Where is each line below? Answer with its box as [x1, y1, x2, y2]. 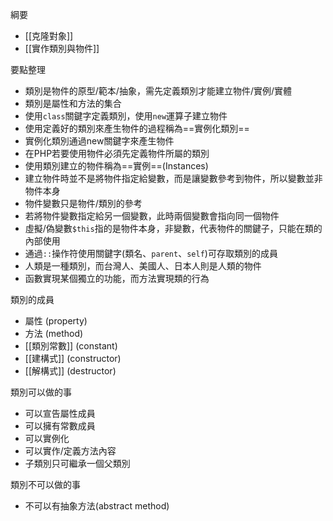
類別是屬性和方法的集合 [24, 98, 122, 109]
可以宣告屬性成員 [24, 408, 96, 419]
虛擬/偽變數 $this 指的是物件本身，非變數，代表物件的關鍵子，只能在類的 [24, 223, 323, 234]
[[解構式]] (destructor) [24, 365, 117, 377]
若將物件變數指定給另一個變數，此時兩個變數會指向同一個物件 [24, 210, 280, 222]
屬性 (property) [24, 315, 88, 327]
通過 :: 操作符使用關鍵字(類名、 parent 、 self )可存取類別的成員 [24, 248, 278, 259]
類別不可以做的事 [10, 479, 81, 490]
